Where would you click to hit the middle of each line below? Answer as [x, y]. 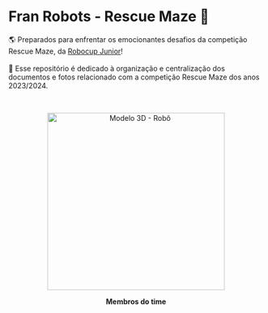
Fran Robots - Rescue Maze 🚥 [109, 17]
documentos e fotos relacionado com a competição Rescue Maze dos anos [134, 77]
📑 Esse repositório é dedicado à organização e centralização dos [117, 68]
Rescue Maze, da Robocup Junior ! [66, 51]
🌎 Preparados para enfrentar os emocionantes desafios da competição [128, 39]
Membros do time [136, 301]
